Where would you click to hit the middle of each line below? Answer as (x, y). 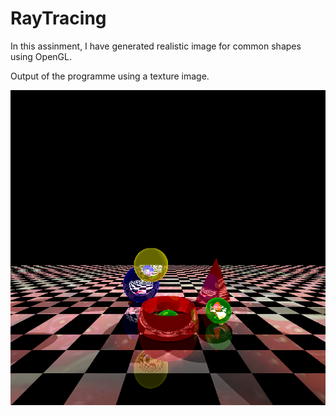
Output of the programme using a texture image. (110, 76)
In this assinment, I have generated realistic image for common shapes (156, 46)
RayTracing (58, 18)
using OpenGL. (41, 56)
